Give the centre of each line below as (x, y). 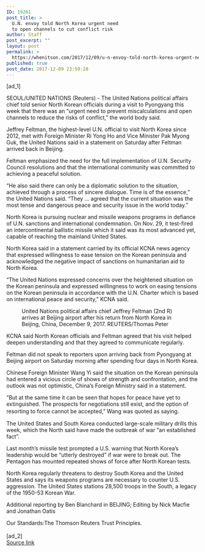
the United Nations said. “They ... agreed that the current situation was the (100, 199)
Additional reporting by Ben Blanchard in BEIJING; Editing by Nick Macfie (98, 505)
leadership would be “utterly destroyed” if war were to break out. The (94, 455)
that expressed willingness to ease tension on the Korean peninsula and (97, 255)
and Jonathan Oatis (31, 511)
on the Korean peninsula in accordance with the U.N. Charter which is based (102, 293)
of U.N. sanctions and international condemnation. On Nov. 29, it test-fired (100, 223)
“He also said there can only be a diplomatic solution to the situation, (92, 186)
